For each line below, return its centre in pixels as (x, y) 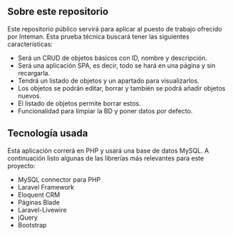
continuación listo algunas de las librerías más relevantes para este (106, 158)
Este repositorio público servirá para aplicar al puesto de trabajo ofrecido (115, 29)
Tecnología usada (48, 134)
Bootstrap (32, 225)
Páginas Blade (39, 202)
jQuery (27, 217)
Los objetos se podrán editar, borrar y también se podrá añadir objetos (121, 88)
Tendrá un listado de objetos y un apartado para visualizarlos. (108, 81)
